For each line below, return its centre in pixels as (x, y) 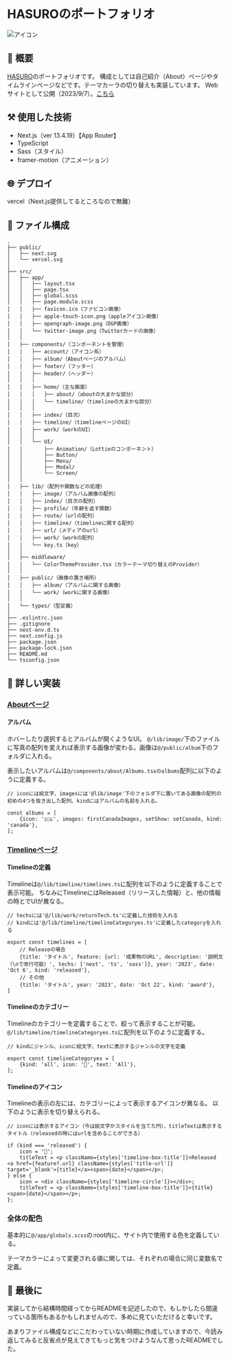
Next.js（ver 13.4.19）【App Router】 (68, 135)
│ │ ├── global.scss (43, 296)
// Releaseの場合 (43, 949)
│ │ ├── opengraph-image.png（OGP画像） (70, 324)
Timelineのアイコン (35, 1087)
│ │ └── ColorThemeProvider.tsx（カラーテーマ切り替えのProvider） (105, 565)
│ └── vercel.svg (35, 260)
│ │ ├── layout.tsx (41, 284)
